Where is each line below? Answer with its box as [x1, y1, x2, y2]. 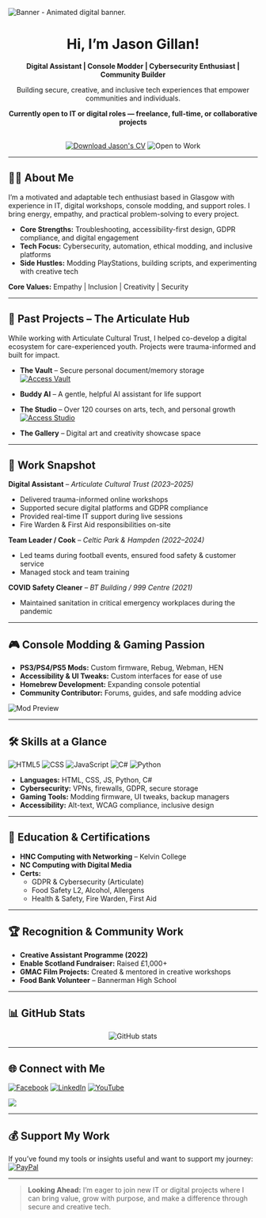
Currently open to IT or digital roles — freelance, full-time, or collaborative [8, 108, 258, 118]
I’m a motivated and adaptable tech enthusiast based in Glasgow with [8, 192, 235, 202]
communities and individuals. [85, 93, 180, 103]
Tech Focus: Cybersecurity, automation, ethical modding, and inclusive [19, 241, 253, 251]
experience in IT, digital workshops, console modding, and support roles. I [8, 200, 250, 210]
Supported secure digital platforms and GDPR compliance [19, 503, 208, 513]
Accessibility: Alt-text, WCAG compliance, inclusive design [19, 800, 215, 810]
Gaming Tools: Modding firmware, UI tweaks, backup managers [19, 792, 230, 801]
